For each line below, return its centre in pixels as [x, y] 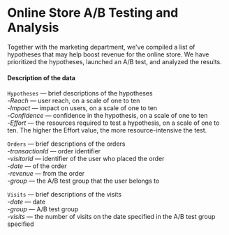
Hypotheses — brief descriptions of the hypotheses [80, 93]
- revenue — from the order [46, 174]
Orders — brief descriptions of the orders [66, 144]
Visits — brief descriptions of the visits [65, 195]
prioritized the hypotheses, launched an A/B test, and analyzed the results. [114, 61]
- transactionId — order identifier [54, 151]
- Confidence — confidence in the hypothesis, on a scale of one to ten [108, 116]
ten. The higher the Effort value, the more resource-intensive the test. [107, 130]
